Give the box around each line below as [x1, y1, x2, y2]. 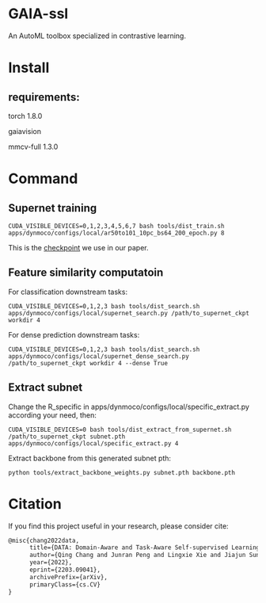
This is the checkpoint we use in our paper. [8, 242, 149, 252]
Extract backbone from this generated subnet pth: [8, 453, 172, 463]
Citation [8, 494, 62, 513]
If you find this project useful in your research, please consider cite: [8, 521, 229, 531]
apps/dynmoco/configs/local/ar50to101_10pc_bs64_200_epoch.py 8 [8, 229, 225, 237]
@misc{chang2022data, [8, 536, 80, 544]
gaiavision [8, 126, 42, 135]
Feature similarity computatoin [8, 266, 164, 280]
